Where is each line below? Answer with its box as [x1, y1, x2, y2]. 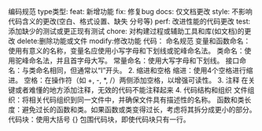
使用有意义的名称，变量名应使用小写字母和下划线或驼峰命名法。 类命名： [8, 46, 245, 55]
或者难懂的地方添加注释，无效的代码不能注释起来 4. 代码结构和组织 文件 [14, 86, 248, 94]
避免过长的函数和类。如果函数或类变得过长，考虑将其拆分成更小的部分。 [21, 105, 256, 114]
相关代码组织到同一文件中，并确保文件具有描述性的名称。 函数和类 [28, 95, 245, 104]
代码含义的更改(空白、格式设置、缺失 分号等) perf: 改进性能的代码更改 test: [8, 16, 251, 26]
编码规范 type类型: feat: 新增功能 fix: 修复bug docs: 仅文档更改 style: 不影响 [8, 7, 253, 16]
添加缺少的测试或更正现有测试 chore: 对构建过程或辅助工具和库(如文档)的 [8, 27, 245, 35]
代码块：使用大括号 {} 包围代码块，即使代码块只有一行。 [8, 115, 190, 124]
